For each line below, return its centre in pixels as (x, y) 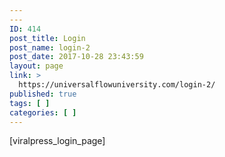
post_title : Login (47, 38)
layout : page (36, 66)
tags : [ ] (30, 103)
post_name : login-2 (50, 47)
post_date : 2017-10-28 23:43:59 (76, 57)
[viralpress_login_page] (57, 141)
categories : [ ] (43, 112)
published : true (43, 94)
